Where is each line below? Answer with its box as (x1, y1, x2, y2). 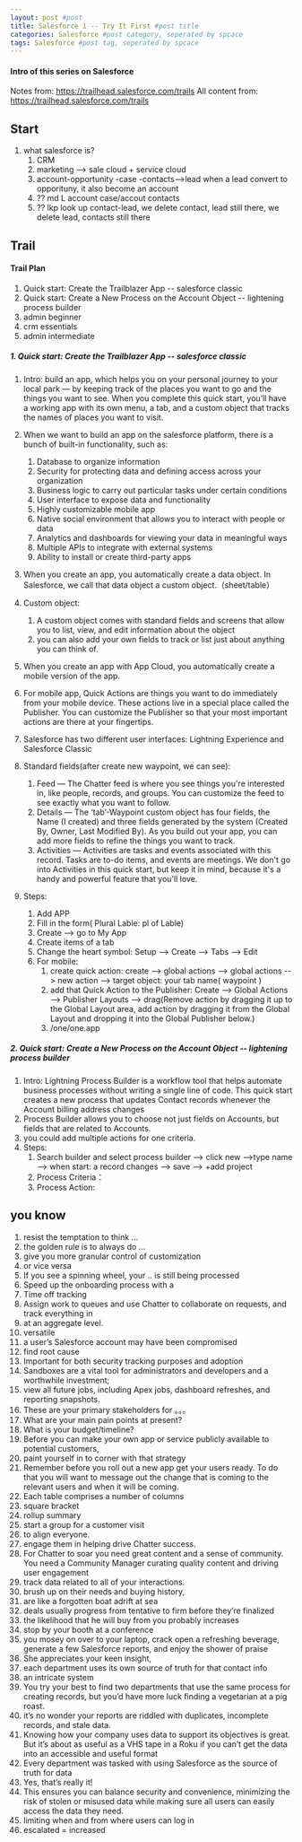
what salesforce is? (22, 145, 95, 156)
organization (36, 475, 83, 485)
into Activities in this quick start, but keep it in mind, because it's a (36, 863, 281, 875)
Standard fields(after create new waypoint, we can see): (22, 760, 231, 772)
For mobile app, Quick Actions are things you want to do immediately (22, 687, 279, 698)
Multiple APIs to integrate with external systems (36, 542, 213, 553)
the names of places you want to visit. (22, 412, 164, 423)
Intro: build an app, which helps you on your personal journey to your (22, 373, 279, 384)
